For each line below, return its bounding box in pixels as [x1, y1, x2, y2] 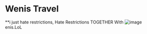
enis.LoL [5, 24, 22, 30]
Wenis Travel [5, 3, 59, 14]
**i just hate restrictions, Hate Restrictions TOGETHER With [5, 19, 124, 25]
